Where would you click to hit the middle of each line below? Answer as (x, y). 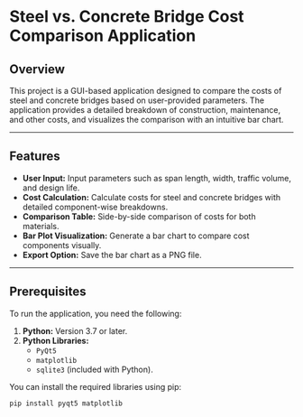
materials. (41, 226)
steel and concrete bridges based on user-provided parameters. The (137, 100)
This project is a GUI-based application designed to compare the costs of (146, 91)
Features (35, 157)
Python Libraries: (55, 340)
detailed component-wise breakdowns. (95, 207)
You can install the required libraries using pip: (96, 386)
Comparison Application (103, 36)
